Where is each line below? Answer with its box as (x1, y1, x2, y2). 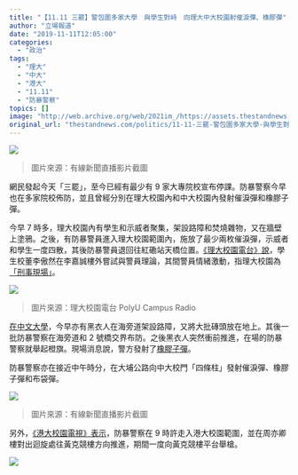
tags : (9, 54, 29, 63)
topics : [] (9, 104, 50, 113)
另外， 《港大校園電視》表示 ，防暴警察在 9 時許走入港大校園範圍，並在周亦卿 (9, 428, 286, 438)
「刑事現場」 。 (9, 267, 60, 277)
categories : (9, 37, 53, 47)
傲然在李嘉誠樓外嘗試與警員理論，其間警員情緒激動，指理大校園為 (39, 256, 281, 266)
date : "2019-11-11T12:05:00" (9, 29, 117, 38)
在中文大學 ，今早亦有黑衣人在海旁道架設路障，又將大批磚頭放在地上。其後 (9, 321, 281, 331)
